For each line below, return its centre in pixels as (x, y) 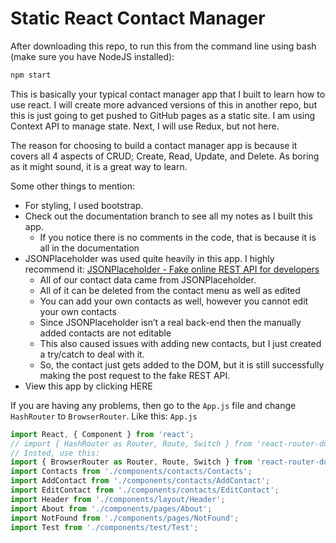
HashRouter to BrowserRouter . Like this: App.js (104, 416)
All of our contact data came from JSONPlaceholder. (148, 279)
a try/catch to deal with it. (92, 354)
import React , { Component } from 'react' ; (102, 434)
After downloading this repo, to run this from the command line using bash (163, 46)
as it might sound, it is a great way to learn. (99, 166)
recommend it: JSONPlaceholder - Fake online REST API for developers (172, 269)
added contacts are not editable (105, 333)
